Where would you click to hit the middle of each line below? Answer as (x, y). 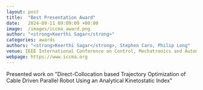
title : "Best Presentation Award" (51, 18)
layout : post (23, 12)
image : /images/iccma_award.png (48, 29)
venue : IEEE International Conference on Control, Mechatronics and (94, 51)
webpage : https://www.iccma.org (47, 57)
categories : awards (31, 40)
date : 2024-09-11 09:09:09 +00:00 (52, 23)
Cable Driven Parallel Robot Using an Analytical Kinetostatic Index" (89, 80)
